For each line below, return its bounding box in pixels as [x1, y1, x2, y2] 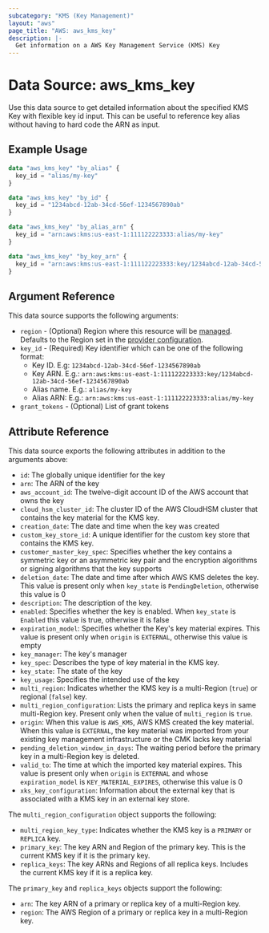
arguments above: [8, 455, 68, 464]
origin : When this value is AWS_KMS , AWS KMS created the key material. [19, 717, 255, 727]
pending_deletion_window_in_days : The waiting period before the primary [19, 743, 261, 752]
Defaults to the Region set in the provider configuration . [19, 335, 204, 345]
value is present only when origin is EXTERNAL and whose [19, 769, 209, 778]
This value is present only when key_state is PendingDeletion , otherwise [19, 581, 259, 590]
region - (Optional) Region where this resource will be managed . [19, 327, 232, 336]
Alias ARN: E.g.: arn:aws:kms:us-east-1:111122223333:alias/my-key [31, 393, 254, 403]
